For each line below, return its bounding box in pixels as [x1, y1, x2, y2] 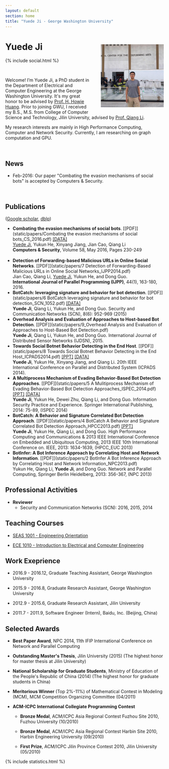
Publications [5, 202, 46, 211]
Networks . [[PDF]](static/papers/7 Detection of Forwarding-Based [12, 263, 151, 269]
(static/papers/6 [12, 295, 46, 301]
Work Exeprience [5, 556, 60, 565]
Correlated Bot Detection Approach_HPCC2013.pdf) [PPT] [12, 423, 133, 429]
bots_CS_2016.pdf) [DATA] [12, 236, 67, 242]
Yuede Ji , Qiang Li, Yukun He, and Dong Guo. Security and [12, 305, 135, 311]
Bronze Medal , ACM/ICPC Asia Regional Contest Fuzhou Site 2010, [20, 713, 159, 719]
